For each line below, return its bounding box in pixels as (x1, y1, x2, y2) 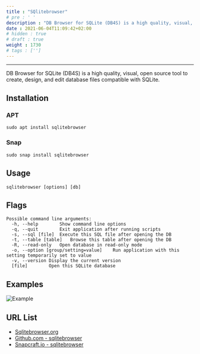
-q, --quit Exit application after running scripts (11, 226, 161, 233)
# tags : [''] (6, 48, 42, 54)
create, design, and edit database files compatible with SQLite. (6, 76, 160, 83)
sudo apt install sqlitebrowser (6, 125, 86, 131)
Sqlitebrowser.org (14, 328, 58, 335)
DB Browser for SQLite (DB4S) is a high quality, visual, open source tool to (6, 69, 188, 76)
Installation (6, 93, 49, 103)
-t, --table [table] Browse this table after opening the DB (11, 237, 171, 243)
